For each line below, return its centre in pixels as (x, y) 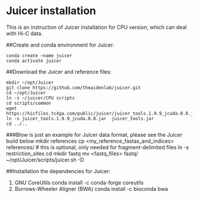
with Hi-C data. (24, 33)
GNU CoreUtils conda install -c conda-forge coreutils (79, 182)
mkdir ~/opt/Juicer (30, 82)
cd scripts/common (29, 103)
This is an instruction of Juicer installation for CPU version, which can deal (96, 27)
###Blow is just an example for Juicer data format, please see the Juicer (94, 134)
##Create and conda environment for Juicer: (60, 45)
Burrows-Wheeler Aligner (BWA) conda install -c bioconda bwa (91, 189)
